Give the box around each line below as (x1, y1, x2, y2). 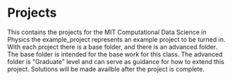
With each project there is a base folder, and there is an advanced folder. (7, 42, 218, 51)
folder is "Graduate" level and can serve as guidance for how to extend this (7, 57, 224, 65)
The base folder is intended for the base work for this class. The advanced (7, 50, 223, 58)
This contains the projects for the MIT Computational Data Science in (7, 28, 207, 36)
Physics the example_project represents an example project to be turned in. (7, 35, 226, 43)
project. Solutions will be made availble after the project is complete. (7, 65, 205, 73)
